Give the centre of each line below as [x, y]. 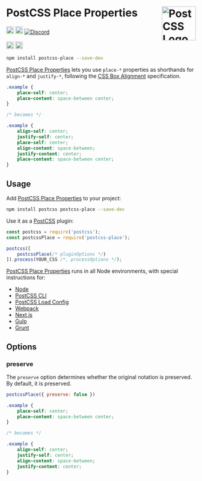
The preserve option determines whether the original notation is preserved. [99, 377]
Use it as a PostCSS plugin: [40, 221]
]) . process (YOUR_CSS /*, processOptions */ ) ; [64, 260]
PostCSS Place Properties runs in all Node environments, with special [92, 271]
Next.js [24, 315]
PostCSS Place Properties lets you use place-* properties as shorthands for [100, 69]
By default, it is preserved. [39, 383]
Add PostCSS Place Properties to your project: [64, 198]
